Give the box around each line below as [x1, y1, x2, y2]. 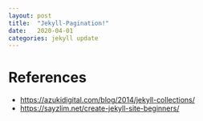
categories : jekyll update [8, 34, 99, 42]
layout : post [8, 11, 52, 20]
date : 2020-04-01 [8, 26, 74, 34]
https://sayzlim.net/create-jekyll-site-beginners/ [19, 103, 180, 113]
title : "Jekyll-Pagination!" [8, 19, 110, 27]
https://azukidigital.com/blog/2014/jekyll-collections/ [19, 95, 195, 105]
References [8, 69, 87, 87]
